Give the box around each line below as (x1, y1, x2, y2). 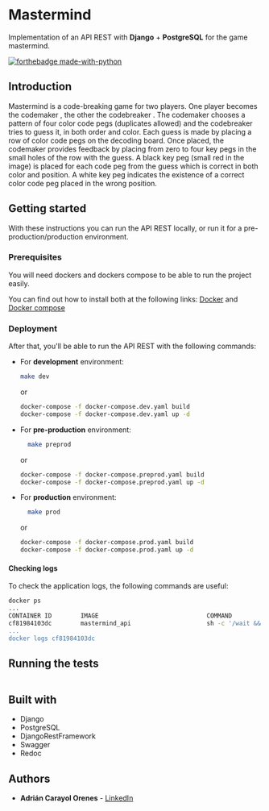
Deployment (8, 322, 58, 334)
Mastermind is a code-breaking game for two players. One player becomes (8, 101, 258, 110)
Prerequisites (8, 252, 62, 263)
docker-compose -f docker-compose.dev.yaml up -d (19, 410, 191, 418)
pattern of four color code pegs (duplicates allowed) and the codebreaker (8, 119, 253, 128)
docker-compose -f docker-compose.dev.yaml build (19, 403, 191, 411)
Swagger (19, 740, 51, 750)
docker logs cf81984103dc (8, 634, 95, 643)
